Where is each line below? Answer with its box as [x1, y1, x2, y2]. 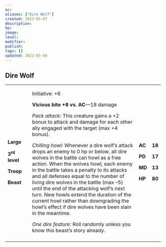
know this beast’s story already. [32, 227, 106, 234]
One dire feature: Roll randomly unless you [32, 221, 131, 228]
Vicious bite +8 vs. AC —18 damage [32, 102, 117, 108]
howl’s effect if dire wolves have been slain [32, 204, 132, 211]
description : [5, 21, 32, 26]
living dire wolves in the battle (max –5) [32, 179, 124, 186]
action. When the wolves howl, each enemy [32, 161, 133, 168]
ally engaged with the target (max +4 [32, 125, 118, 132]
